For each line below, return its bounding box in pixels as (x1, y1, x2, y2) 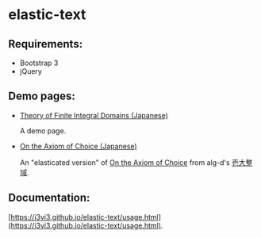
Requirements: (8, 37, 83, 51)
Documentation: (8, 191, 90, 205)
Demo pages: (8, 90, 75, 103)
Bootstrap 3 (19, 58, 59, 67)
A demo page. (19, 125, 67, 136)
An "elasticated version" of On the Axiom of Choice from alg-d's (19, 157, 230, 167)
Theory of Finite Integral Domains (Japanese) (19, 110, 169, 120)
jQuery (19, 67, 42, 76)
